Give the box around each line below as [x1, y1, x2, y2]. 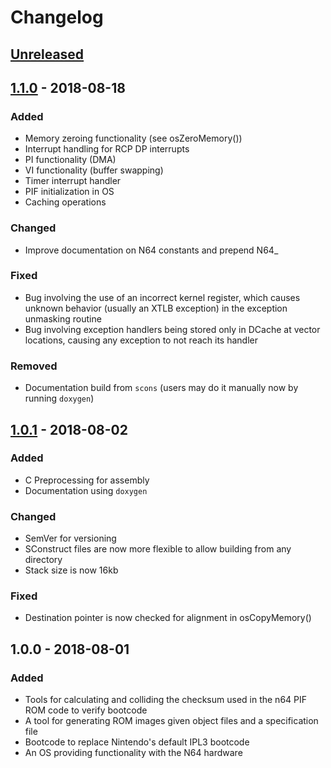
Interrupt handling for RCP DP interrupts [24, 143, 190, 155]
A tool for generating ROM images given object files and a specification [24, 715, 319, 727]
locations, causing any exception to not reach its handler [24, 334, 258, 346]
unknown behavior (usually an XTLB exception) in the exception [24, 302, 288, 314]
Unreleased [10, 46, 85, 63]
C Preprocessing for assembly [24, 474, 150, 486]
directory [24, 554, 63, 566]
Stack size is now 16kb [24, 564, 119, 576]
